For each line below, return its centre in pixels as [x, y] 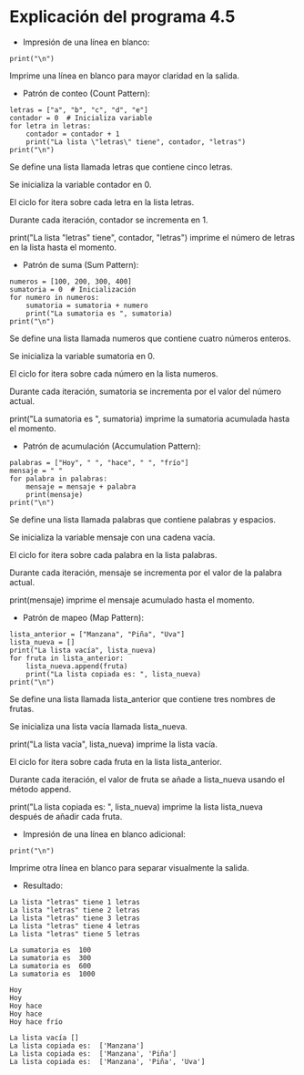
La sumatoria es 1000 [52, 974]
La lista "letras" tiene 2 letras [75, 910]
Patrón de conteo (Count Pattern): [86, 93]
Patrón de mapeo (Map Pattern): [83, 617]
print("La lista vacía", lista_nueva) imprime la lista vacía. [114, 744]
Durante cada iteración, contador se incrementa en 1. [109, 220]
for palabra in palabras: [58, 479]
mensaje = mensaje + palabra [81, 486]
